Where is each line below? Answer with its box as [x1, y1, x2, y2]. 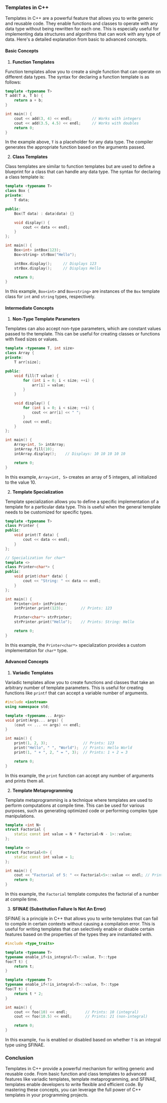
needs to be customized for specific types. [5, 509, 93, 515]
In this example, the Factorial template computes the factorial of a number [5, 891, 159, 897]
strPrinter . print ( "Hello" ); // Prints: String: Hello [14, 619, 135, 625]
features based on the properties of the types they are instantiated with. [5, 932, 153, 937]
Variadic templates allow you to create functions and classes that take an [5, 679, 155, 685]
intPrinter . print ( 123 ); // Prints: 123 [14, 606, 112, 611]
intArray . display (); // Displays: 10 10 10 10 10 [14, 451, 126, 456]
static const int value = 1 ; [14, 854, 75, 859]
